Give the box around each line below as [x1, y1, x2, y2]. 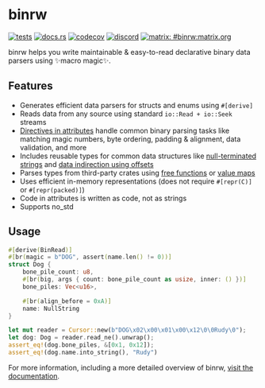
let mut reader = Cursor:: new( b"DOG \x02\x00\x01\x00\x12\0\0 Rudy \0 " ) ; [8, 326, 247, 335]
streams [19, 117, 47, 126]
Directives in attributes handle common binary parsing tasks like [19, 126, 230, 135]
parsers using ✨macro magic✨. [8, 56, 111, 65]
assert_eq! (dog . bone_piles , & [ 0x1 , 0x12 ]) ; [8, 341, 155, 349]
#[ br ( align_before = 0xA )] [22, 297, 112, 305]
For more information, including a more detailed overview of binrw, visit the [8, 363, 254, 372]
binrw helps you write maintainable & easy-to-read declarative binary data [8, 47, 251, 56]
